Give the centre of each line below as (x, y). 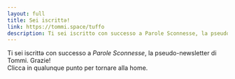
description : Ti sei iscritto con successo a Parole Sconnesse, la (108, 33)
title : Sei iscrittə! (39, 20)
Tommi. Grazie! (29, 61)
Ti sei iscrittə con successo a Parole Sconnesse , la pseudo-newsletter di (112, 53)
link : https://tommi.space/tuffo (56, 27)
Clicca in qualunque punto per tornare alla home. (78, 68)
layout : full (26, 14)
